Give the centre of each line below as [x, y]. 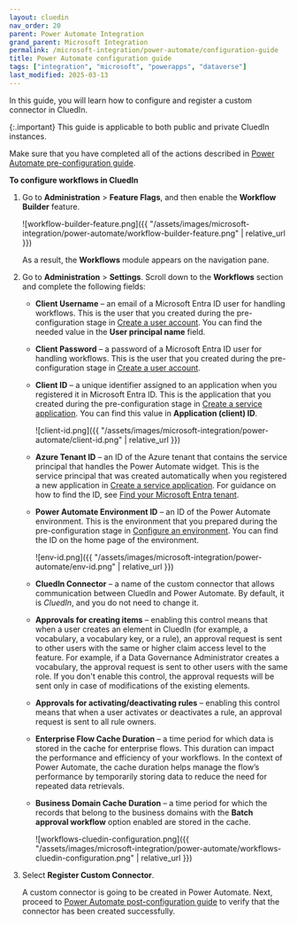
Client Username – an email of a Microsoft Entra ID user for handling [160, 303]
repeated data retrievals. [80, 786]
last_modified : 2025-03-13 [59, 75]
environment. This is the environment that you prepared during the [156, 521]
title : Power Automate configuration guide [91, 58]
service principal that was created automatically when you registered [161, 476]
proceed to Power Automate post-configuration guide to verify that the [151, 901]
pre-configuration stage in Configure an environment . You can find [156, 530]
